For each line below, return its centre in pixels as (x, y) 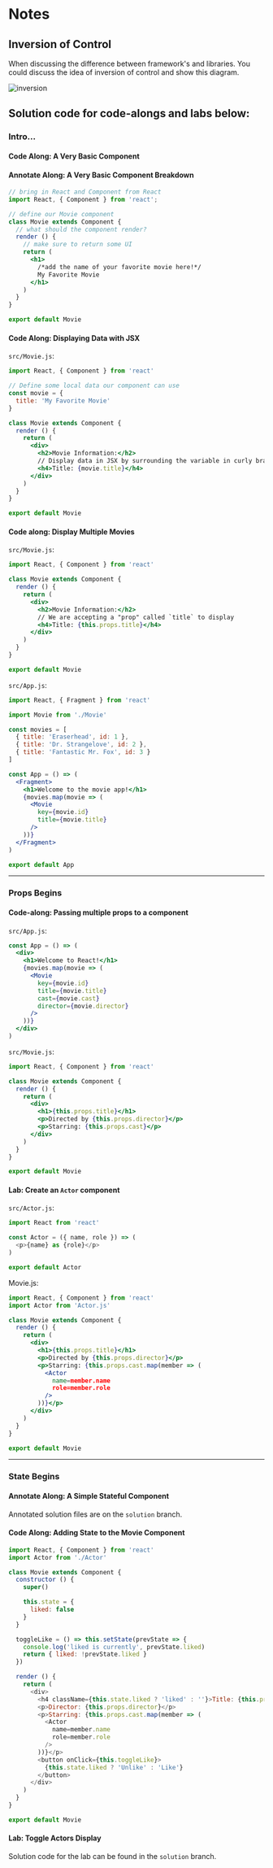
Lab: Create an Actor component (64, 1190)
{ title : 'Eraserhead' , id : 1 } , (72, 737)
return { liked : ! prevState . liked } (85, 1655)
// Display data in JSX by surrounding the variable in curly (145, 461)
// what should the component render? (82, 229)
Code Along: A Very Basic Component (74, 156)
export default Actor (45, 1267)
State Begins (34, 1477)
